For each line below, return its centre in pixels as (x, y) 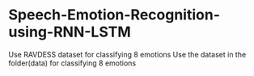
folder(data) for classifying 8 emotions (72, 63)
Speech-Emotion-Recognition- (114, 15)
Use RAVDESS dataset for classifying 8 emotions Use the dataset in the (127, 54)
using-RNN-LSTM (70, 32)
